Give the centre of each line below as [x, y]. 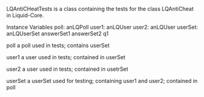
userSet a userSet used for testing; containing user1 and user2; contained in [102, 81]
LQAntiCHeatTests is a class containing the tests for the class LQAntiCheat [100, 9]
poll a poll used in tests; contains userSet [58, 45]
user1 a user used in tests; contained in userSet [66, 57]
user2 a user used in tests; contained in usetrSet [67, 69]
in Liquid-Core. [25, 15]
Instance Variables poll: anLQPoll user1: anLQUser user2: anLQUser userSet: [102, 27]
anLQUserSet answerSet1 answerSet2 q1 [57, 34]
